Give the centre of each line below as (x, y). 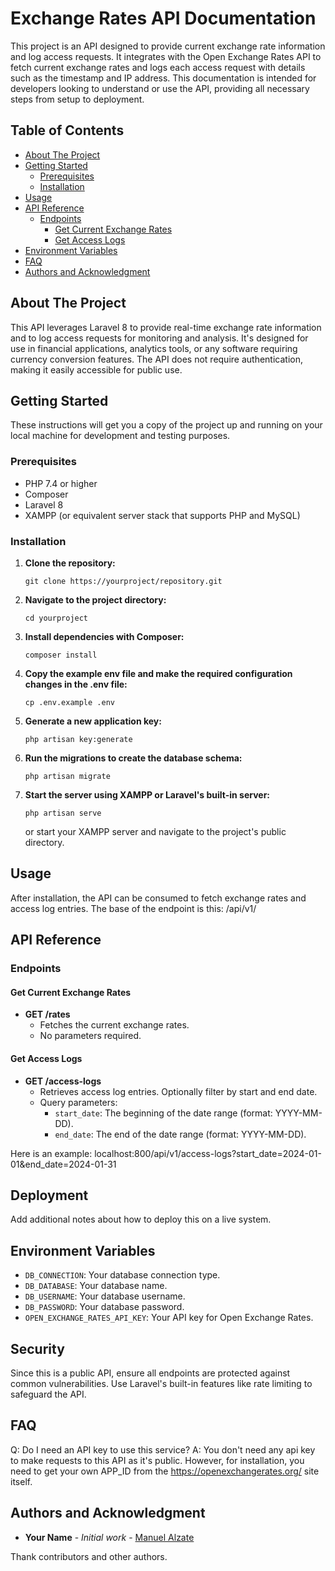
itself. (21, 1481)
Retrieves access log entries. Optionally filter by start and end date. (178, 1091)
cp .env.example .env (69, 702)
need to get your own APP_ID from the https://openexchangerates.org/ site (165, 1471)
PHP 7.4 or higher (61, 483)
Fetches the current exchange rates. (114, 1025)
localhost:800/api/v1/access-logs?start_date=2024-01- (208, 1153)
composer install (61, 655)
